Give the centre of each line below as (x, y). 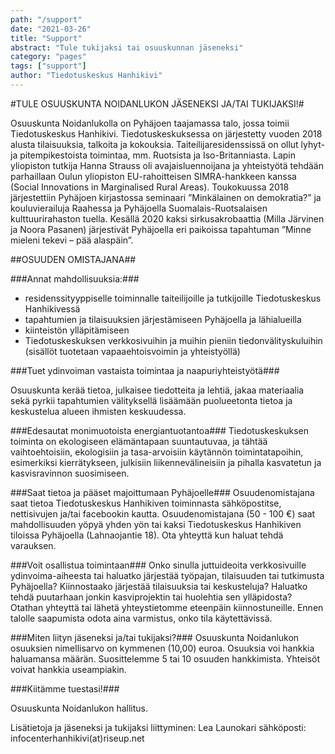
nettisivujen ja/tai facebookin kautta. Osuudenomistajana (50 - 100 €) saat (163, 513)
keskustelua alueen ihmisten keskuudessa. (98, 411)
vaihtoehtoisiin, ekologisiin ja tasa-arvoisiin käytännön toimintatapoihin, (157, 452)
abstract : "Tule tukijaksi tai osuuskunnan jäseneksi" (127, 47)
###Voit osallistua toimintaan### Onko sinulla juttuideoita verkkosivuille (158, 565)
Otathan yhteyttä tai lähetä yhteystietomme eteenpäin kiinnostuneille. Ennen (167, 607)
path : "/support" (46, 19)
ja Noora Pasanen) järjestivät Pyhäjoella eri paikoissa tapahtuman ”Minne (161, 229)
